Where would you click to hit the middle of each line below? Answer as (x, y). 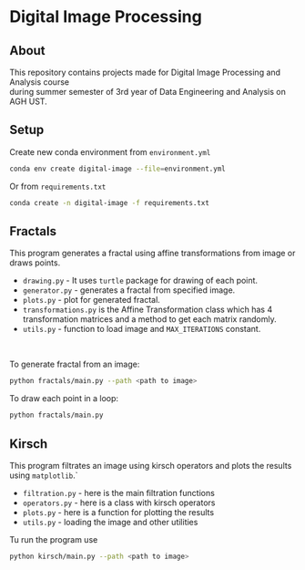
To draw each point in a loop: (64, 399)
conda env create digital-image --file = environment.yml (117, 169)
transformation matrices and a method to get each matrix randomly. (150, 319)
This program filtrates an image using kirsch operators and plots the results (151, 465)
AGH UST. (28, 101)
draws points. (35, 263)
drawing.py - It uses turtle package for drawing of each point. (140, 281)
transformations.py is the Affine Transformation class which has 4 (147, 310)
